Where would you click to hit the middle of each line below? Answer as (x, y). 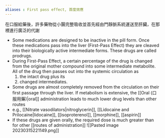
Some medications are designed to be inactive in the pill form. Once (81, 40)
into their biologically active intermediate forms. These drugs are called (84, 50)
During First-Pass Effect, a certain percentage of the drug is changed (82, 61)
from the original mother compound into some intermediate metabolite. (84, 66)
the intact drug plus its (42, 76)
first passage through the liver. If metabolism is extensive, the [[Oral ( (82, 92)
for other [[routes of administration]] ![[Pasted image (65, 125)
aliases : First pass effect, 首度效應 (44, 10)
